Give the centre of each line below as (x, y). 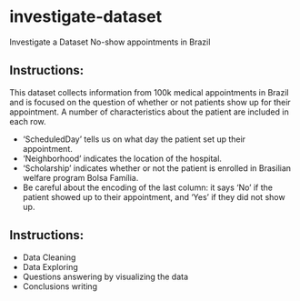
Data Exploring (50, 266)
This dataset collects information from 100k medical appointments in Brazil (149, 92)
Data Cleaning (49, 257)
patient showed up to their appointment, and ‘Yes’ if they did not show (154, 196)
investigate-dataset (85, 17)
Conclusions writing (60, 286)
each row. (28, 121)
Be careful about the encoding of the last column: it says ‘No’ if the (147, 187)
